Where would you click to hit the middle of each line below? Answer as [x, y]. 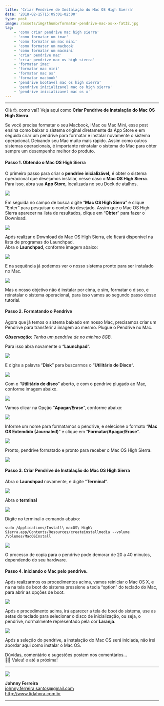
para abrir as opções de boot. [35, 592]
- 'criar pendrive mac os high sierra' [54, 60]
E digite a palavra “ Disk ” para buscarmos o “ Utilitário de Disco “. [70, 365]
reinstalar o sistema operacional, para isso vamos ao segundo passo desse [81, 295]
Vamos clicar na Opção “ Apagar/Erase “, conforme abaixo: [64, 408]
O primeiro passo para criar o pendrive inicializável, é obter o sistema [76, 173]
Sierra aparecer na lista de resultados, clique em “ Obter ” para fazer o [75, 213]
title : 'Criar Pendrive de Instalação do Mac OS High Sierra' [70, 10]
